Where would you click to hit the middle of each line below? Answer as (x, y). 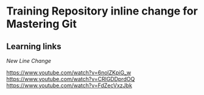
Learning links (34, 46)
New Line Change (29, 61)
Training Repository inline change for (102, 11)
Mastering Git (42, 24)
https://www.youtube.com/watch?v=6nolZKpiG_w (69, 73)
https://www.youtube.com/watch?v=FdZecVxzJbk (69, 85)
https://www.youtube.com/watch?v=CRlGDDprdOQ (71, 79)
